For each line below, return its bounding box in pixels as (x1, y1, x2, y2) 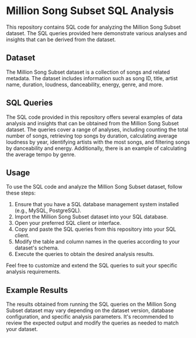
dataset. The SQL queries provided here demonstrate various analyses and (6, 29, 187, 36)
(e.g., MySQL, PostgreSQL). (14, 207, 82, 214)
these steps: (6, 189, 36, 197)
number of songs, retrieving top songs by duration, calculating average (6, 132, 177, 139)
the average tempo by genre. (6, 151, 76, 158)
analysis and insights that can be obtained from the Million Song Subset (6, 120, 179, 127)
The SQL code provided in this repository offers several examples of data (6, 113, 183, 121)
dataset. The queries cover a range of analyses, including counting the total (6, 126, 188, 133)
